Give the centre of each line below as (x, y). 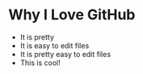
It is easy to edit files (55, 45)
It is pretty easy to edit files (65, 54)
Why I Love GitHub (72, 15)
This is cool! (40, 63)
